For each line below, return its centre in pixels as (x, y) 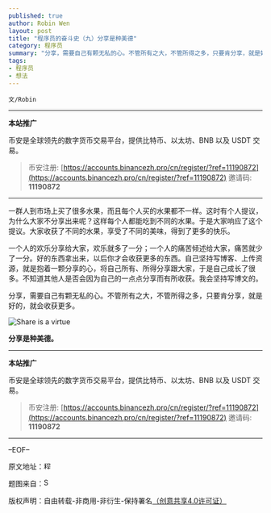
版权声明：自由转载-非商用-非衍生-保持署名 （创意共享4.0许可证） (118, 500)
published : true (35, 16)
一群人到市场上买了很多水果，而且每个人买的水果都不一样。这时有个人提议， (135, 211)
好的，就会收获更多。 (44, 305)
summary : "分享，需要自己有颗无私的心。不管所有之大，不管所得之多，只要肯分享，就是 (134, 53)
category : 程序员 (35, 46)
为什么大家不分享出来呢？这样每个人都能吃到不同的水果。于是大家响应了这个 (135, 221)
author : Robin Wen (39, 23)
